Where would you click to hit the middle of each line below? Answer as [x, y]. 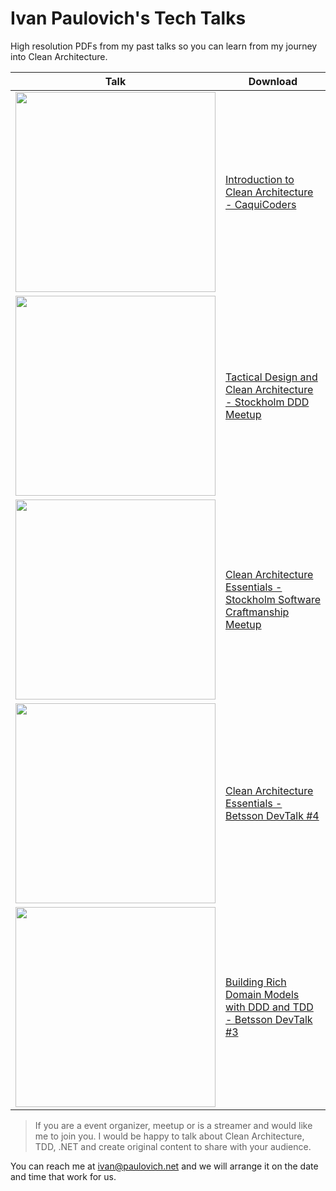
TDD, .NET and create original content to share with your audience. [173, 1146]
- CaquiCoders [261, 204]
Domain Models [262, 994]
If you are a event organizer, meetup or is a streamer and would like [173, 1125]
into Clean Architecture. [59, 56]
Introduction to [260, 179]
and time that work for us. [63, 1176]
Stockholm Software [273, 599]
